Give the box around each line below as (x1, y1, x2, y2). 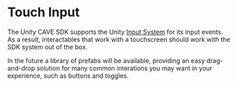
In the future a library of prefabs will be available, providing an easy (7, 56, 205, 64)
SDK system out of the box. (7, 42, 88, 51)
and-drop (7, 64, 36, 72)
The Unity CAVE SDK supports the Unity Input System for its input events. (7, 28, 223, 36)
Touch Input (7, 4, 80, 21)
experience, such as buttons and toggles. (7, 71, 130, 80)
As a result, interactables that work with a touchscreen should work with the (7, 35, 231, 43)
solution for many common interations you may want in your (36, 64, 213, 72)
